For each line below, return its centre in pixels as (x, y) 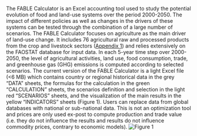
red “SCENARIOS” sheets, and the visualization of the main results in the (94, 96)
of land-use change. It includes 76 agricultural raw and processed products (98, 40)
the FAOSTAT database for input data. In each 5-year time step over (88, 52)
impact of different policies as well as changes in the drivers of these (90, 21)
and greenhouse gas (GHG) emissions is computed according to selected (95, 64)
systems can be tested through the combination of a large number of (90, 27)
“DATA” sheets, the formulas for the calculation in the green (78, 83)
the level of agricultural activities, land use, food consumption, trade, (105, 58)
